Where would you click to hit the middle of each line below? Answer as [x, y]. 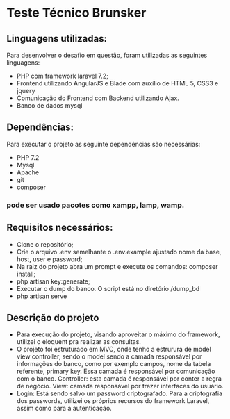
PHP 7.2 [28, 157]
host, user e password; [49, 259]
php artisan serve [42, 296]
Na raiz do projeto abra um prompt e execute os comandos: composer [117, 266]
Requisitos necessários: [60, 228]
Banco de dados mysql [49, 105]
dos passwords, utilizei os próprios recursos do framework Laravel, [113, 401]
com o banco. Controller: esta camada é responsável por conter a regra [119, 379]
